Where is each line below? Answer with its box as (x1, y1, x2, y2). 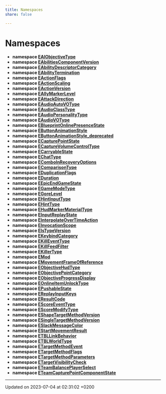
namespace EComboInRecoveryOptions (12, 159, 97, 165)
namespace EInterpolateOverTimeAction (12, 217, 98, 223)
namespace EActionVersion (12, 85, 71, 92)
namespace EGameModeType (12, 185, 76, 191)
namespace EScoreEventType (12, 301, 76, 307)
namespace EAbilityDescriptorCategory (12, 64, 97, 70)
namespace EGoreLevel (12, 191, 63, 197)
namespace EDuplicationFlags (12, 169, 77, 176)
